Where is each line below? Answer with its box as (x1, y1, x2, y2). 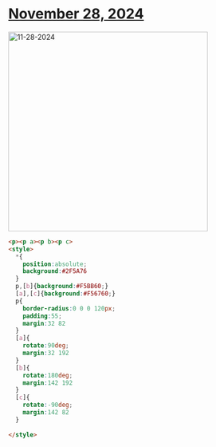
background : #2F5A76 (22, 267, 88, 275)
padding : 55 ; (22, 312, 62, 320)
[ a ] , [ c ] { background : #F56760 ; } (15, 290, 116, 298)
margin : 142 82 (22, 409, 69, 417)
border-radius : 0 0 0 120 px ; (22, 304, 116, 312)
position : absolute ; (22, 260, 88, 268)
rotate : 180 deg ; (22, 371, 73, 379)
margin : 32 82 (22, 319, 66, 327)
